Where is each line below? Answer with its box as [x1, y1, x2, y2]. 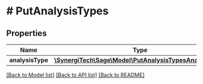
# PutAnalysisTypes [6, 4, 109, 18]
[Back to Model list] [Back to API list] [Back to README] [6, 71, 145, 79]
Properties [6, 28, 47, 38]
